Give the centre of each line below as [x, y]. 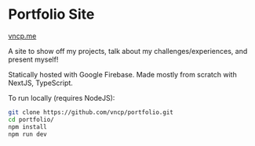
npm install [27, 126]
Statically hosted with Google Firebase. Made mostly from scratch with [122, 74]
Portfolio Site [51, 14]
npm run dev [27, 134]
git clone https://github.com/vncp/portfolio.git [91, 112]
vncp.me [22, 36]
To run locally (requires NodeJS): [62, 98]
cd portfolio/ [31, 119]
